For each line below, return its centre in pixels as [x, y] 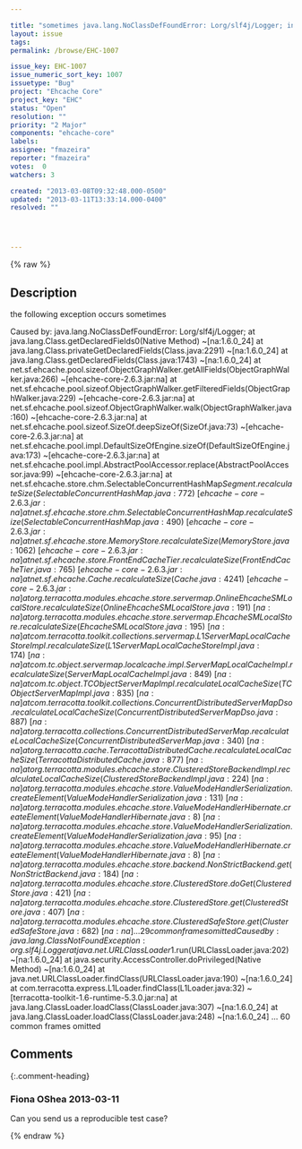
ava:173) [26, 455]
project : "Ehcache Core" [56, 91]
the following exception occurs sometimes [88, 313]
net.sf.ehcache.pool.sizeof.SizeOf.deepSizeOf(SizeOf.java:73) [124, 426]
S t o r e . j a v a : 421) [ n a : [51, 893]
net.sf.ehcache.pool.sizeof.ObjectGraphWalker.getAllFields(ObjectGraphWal [150, 369]
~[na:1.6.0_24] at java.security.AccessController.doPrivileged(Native [136, 959]
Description [43, 292]
